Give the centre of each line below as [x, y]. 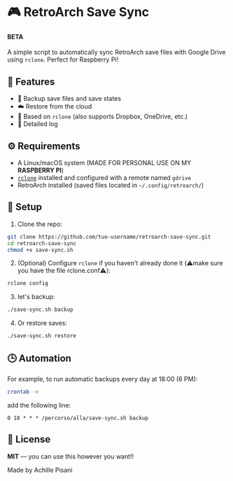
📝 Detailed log [37, 124]
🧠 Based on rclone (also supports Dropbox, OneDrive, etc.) [102, 117]
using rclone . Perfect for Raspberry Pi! [63, 60]
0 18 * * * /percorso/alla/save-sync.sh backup [78, 418]
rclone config [28, 284]
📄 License [29, 439]
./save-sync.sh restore [42, 336]
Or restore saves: [42, 323]
